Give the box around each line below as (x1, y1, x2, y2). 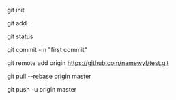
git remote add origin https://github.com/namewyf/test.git (7, 59, 169, 67)
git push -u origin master (7, 86, 77, 93)
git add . (7, 19, 31, 27)
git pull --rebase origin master (7, 72, 91, 80)
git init (7, 6, 25, 14)
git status (7, 32, 33, 40)
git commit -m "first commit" (7, 46, 87, 53)
